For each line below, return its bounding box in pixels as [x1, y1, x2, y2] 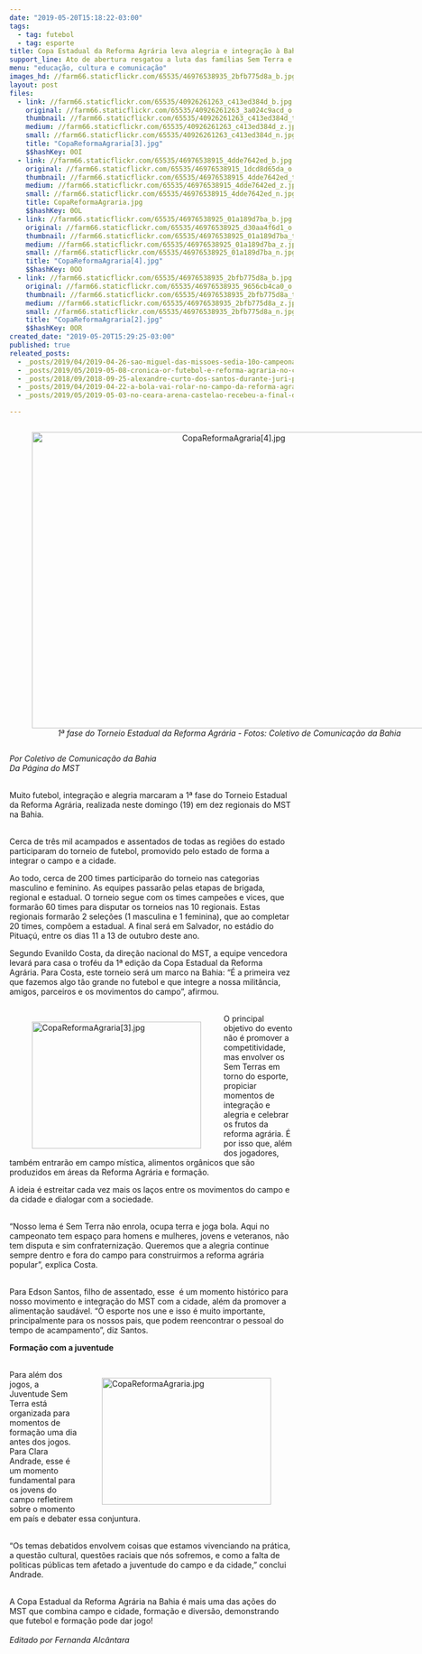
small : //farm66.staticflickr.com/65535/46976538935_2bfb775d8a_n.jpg [25, 307, 297, 316]
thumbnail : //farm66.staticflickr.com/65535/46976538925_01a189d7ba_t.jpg [25, 231, 313, 240]
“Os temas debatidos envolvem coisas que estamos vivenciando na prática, [9, 1540, 291, 1551]
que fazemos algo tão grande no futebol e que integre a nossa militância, [9, 977, 281, 987]
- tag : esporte [17, 38, 75, 48]
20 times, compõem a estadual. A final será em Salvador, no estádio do [9, 921, 274, 931]
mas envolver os [224, 1052, 285, 1062]
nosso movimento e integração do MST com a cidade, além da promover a [9, 1296, 287, 1306]
